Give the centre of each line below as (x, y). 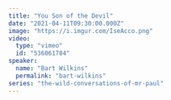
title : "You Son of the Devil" (61, 16)
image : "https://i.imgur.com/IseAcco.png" (81, 31)
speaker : (23, 61)
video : (19, 38)
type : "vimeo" (39, 46)
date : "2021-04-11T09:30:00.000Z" (67, 23)
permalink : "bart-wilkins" (61, 76)
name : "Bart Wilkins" (52, 69)
